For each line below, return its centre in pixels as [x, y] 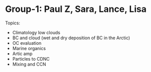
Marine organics [29, 48]
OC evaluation [27, 43]
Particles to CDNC [31, 59]
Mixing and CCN [29, 64]
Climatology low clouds [36, 32]
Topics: [13, 23]
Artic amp [22, 54]
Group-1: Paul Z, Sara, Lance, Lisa [76, 9]
